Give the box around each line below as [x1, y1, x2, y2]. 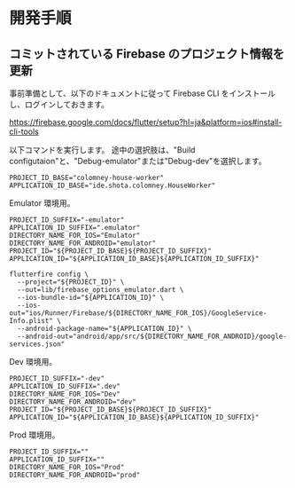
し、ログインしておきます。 [9, 99, 109, 109]
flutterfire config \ [9, 270, 89, 279]
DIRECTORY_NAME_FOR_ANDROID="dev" [9, 397, 137, 406]
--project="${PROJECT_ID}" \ [17, 278, 125, 287]
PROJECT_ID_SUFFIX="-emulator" [9, 216, 125, 224]
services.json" [9, 340, 66, 349]
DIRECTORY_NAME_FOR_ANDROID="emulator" [9, 239, 157, 248]
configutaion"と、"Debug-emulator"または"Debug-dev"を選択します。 [9, 156, 267, 166]
